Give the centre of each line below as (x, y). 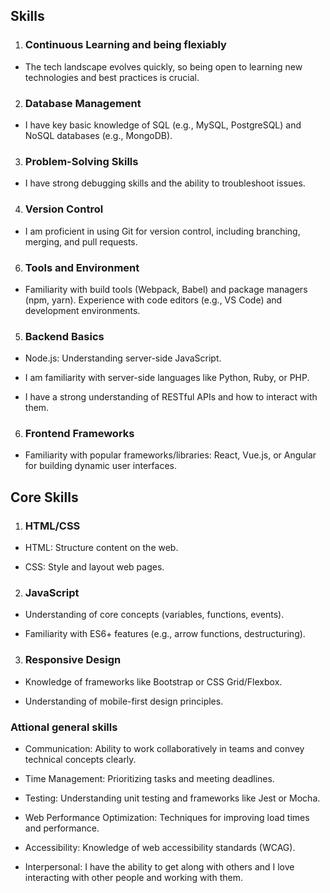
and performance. (62, 828)
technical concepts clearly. (80, 760)
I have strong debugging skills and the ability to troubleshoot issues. (165, 183)
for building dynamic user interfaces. (100, 466)
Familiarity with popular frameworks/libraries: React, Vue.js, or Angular (170, 455)
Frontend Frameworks (79, 434)
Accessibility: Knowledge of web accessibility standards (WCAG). (160, 848)
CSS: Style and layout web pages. (94, 567)
